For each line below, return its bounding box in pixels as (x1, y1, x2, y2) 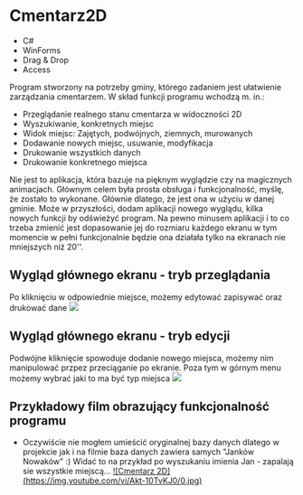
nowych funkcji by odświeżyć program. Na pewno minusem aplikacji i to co (9, 212, 289, 223)
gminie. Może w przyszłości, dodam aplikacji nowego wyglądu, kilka (9, 202, 264, 213)
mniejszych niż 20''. (9, 241, 84, 252)
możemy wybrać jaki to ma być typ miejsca (9, 372, 170, 384)
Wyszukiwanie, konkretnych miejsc (22, 118, 155, 129)
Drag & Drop (22, 54, 70, 65)
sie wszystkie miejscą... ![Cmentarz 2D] (22, 466, 171, 477)
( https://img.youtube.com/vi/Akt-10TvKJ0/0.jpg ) (22, 475, 203, 486)
